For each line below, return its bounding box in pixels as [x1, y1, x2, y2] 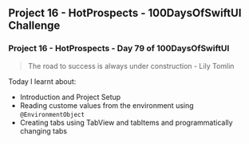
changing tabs [19, 126, 68, 135]
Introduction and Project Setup [19, 92, 121, 102]
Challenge [8, 19, 61, 33]
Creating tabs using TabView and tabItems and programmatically [19, 118, 233, 127]
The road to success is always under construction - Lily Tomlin [27, 61, 235, 70]
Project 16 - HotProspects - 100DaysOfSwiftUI [8, 6, 242, 20]
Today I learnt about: [8, 76, 77, 86]
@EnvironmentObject [19, 110, 85, 118]
